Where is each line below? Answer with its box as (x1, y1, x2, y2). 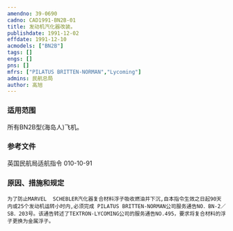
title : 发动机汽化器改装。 (7, 23, 77, 30)
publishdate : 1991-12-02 (7, 29, 79, 37)
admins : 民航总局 (7, 74, 54, 82)
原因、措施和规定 (7, 178, 65, 188)
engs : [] (7, 56, 33, 63)
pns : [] (7, 62, 30, 69)
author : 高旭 (7, 81, 43, 88)
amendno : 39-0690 (7, 10, 58, 17)
